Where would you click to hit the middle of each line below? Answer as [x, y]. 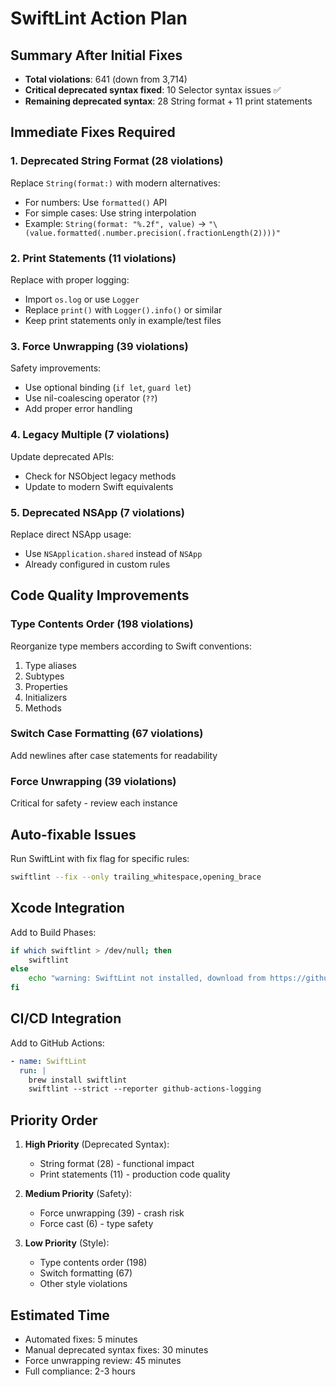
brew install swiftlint [78, 1080]
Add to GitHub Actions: [57, 1043]
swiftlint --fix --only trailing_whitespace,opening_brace [136, 877]
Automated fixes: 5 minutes [81, 1339]
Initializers [46, 697]
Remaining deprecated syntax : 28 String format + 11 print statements [168, 101]
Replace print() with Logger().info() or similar [123, 309]
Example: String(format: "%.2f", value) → [115, 223]
